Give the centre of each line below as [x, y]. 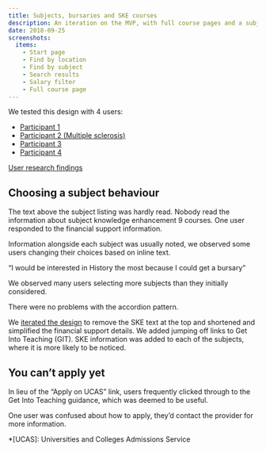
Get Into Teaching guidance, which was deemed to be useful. [108, 400]
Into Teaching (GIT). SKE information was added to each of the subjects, [126, 339]
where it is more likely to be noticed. [67, 348]
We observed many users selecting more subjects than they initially [118, 283]
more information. [37, 424]
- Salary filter [49, 82]
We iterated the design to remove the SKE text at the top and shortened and [132, 323]
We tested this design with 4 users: [66, 112]
